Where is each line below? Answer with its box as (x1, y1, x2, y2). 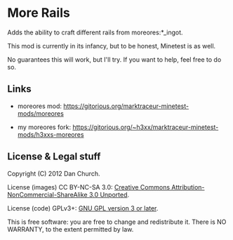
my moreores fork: (17, 123, 72, 131)
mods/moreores (17, 109, 65, 117)
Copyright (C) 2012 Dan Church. (7, 169, 100, 178)
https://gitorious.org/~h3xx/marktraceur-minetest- (72, 123, 219, 131)
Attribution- (171, 182, 205, 191)
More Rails (7, 5, 70, 21)
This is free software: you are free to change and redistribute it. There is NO (7, 218, 227, 226)
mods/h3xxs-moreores (17, 130, 84, 138)
